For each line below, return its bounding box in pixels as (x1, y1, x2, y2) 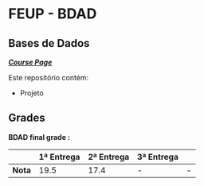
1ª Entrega (38, 151, 80, 162)
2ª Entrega (87, 151, 130, 162)
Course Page (8, 57, 53, 67)
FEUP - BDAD (8, 5, 97, 23)
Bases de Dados (8, 37, 90, 50)
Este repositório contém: (8, 73, 89, 82)
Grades (8, 111, 45, 125)
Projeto (19, 88, 44, 98)
